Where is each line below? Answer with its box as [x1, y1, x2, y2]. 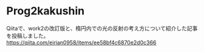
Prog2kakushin [6, 4, 85, 18]
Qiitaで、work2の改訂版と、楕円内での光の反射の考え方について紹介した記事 [6, 25, 198, 32]
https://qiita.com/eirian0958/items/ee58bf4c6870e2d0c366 [6, 39, 157, 46]
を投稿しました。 [6, 32, 49, 39]
